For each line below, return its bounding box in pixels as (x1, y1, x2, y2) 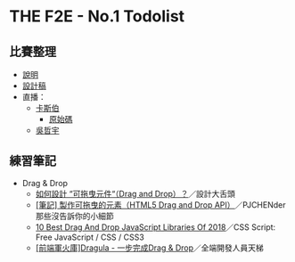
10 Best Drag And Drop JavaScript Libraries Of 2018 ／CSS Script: (35, 221, 276, 233)
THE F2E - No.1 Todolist (9, 6, 185, 27)
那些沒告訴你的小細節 (35, 210, 114, 221)
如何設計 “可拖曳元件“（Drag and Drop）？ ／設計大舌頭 (35, 188, 236, 199)
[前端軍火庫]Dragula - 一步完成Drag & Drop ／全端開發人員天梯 (35, 242, 265, 253)
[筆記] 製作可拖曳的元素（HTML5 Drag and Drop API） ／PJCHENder (35, 199, 286, 210)
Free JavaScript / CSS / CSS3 (35, 232, 144, 242)
